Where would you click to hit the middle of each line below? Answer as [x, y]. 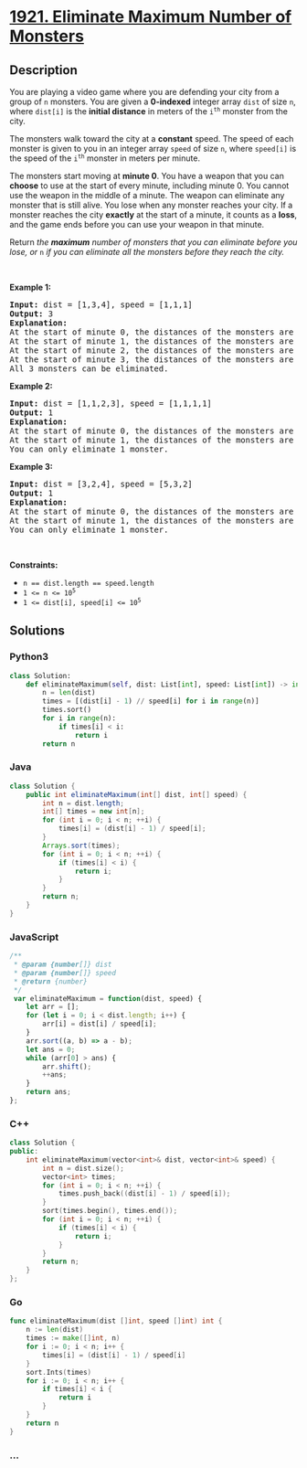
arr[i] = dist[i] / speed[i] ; [100, 1024]
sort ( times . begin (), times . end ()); [110, 1211]
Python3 [29, 657]
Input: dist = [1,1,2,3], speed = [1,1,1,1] [111, 404]
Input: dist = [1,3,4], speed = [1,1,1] [101, 305]
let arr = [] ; [53, 1007]
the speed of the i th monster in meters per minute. [105, 158]
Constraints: [34, 565]
